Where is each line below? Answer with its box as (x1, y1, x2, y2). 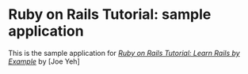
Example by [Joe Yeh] (8, 57, 81, 66)
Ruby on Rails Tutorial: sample (8, 6, 212, 24)
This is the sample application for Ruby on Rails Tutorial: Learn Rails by (8, 48, 240, 57)
